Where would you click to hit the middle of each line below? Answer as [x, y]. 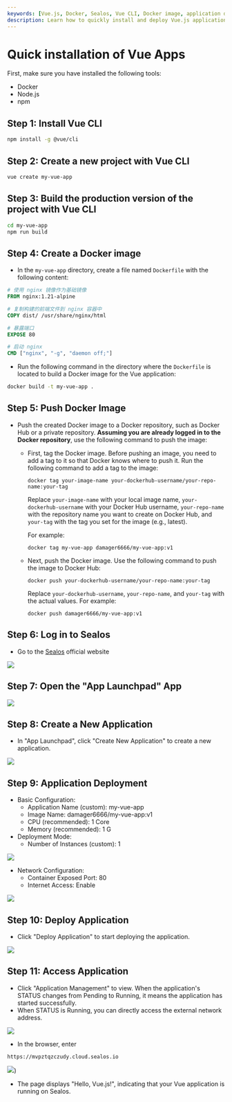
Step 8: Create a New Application [80, 724]
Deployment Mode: [45, 837]
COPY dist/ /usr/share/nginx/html [57, 315]
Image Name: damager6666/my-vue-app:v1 [90, 814]
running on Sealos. [44, 1091]
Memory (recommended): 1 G [69, 830]
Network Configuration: [51, 871]
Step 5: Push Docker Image [67, 409]
